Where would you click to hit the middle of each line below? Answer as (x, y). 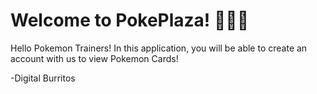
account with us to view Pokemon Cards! (94, 58)
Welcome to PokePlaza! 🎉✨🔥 (130, 20)
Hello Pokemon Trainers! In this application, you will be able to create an (159, 48)
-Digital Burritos (43, 78)
